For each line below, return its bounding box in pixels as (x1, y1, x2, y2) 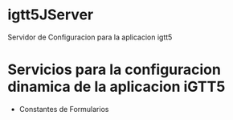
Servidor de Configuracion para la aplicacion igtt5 (7, 32, 173, 42)
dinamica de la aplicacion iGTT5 (7, 78, 226, 96)
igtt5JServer (7, 6, 94, 24)
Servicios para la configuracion (7, 60, 222, 79)
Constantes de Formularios (18, 104, 109, 114)
